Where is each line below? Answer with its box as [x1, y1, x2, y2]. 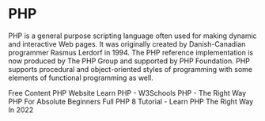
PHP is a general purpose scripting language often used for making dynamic [8, 31, 257, 40]
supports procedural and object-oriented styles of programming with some [8, 64, 253, 74]
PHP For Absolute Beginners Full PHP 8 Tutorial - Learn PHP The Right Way [8, 96, 254, 106]
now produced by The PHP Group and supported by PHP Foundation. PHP [8, 56, 251, 66]
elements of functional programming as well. [8, 73, 154, 82]
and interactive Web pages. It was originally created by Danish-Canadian [8, 39, 246, 48]
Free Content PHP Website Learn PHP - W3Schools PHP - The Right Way [8, 88, 247, 97]
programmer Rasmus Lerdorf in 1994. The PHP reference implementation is [8, 47, 254, 57]
